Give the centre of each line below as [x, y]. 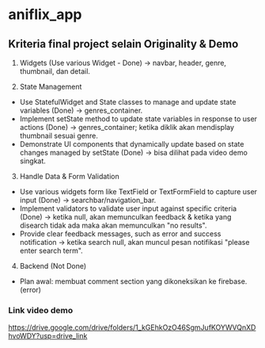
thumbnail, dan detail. [55, 71]
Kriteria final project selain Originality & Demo [123, 44]
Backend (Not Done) [53, 266]
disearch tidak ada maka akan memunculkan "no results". [113, 225]
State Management [51, 86]
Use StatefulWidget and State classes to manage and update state [128, 102]
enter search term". [51, 250]
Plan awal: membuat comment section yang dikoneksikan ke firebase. [133, 281]
